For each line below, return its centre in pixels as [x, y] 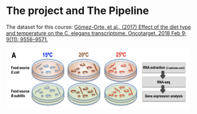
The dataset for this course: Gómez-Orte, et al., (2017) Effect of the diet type [98, 27]
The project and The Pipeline [78, 11]
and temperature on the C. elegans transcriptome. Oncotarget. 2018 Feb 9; [96, 33]
